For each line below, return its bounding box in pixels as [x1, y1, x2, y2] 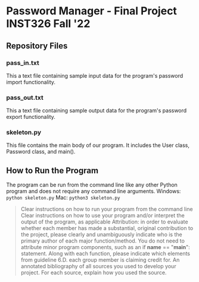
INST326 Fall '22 [6, 17, 91, 30]
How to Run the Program [6, 165, 99, 176]
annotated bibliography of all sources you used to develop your [20, 263, 177, 270]
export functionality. [6, 114, 55, 121]
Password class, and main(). [6, 148, 76, 155]
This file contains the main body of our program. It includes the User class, [6, 142, 189, 149]
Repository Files [6, 41, 68, 51]
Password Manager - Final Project [6, 4, 178, 18]
